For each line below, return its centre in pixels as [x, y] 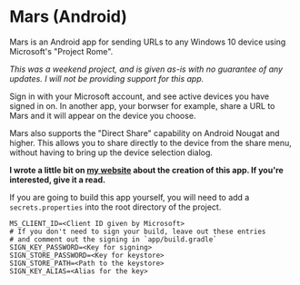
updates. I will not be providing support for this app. [107, 78]
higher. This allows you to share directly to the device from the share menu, [151, 142]
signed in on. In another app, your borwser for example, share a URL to [142, 105]
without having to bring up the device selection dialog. [111, 152]
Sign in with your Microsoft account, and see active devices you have [140, 96]
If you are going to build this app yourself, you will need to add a [130, 197]
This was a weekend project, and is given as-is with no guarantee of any [146, 69]
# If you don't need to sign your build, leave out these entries [138, 231]
